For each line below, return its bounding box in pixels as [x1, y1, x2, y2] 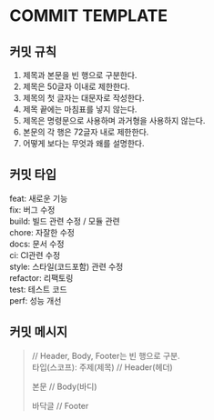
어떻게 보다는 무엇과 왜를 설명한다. [22, 138, 145, 148]
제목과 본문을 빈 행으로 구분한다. [22, 70, 138, 80]
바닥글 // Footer [31, 400, 89, 411]
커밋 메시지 [9, 325, 68, 340]
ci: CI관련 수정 [9, 249, 61, 260]
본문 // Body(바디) [31, 381, 97, 392]
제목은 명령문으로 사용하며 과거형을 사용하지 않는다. [22, 115, 206, 125]
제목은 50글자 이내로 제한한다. [22, 81, 130, 92]
